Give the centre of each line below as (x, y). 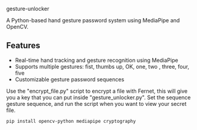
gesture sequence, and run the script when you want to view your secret (96, 104)
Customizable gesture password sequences (70, 79)
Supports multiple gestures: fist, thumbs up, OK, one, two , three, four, (102, 66)
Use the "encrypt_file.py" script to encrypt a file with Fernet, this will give (97, 91)
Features (23, 45)
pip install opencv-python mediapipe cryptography (71, 121)
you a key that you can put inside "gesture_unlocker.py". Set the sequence (98, 97)
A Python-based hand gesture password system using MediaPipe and (93, 20)
